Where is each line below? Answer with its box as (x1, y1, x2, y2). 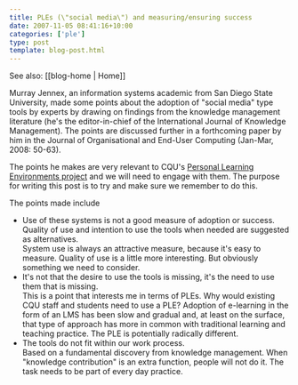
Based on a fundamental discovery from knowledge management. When (21, 348, 288, 358)
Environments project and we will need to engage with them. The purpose (9, 171, 280, 182)
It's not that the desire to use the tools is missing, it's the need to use (21, 272, 275, 283)
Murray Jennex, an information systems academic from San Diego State (9, 88, 273, 99)
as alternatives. (21, 234, 78, 245)
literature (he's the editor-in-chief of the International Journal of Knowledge (9, 116, 286, 127)
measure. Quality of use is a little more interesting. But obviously (21, 253, 259, 263)
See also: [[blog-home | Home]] (9, 70, 126, 81)
